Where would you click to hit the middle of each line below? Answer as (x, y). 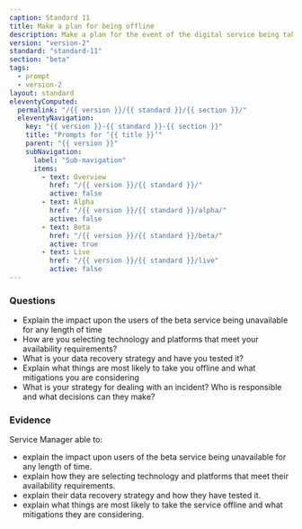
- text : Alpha (68, 202)
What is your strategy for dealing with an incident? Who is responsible (152, 388)
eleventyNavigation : (56, 118)
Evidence (30, 420)
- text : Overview (74, 177)
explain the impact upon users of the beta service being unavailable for (154, 457)
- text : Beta (66, 227)
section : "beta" (40, 59)
